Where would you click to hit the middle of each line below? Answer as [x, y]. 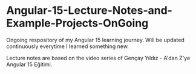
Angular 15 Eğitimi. [29, 64]
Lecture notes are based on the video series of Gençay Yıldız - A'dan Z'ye [98, 58]
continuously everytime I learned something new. [67, 46]
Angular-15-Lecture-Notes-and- [89, 11]
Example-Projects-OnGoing [77, 23]
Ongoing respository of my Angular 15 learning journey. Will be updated [95, 40]
